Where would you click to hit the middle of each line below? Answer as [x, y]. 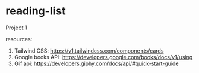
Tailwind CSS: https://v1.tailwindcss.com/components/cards [89, 51]
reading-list [36, 11]
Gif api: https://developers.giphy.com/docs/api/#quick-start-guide [96, 63]
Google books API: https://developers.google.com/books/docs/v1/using [103, 57]
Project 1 [17, 28]
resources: [19, 39]
